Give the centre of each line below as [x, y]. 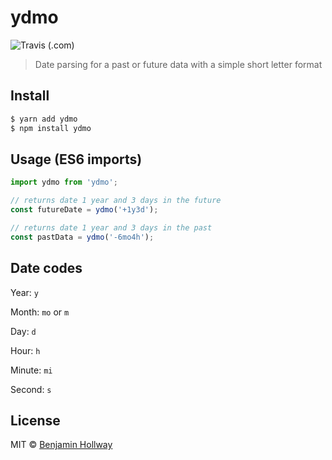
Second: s [31, 389]
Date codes [46, 268]
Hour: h [25, 350]
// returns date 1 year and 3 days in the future [116, 201]
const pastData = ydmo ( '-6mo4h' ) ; [82, 237]
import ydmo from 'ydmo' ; [64, 182]
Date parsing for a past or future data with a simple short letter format [178, 64]
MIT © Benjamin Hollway [61, 445]
